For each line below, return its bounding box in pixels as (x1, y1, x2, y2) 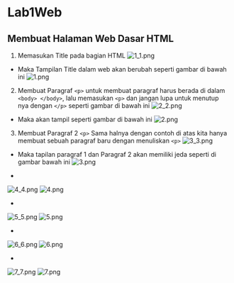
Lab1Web (7, 4, 62, 21)
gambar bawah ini (17, 157, 71, 166)
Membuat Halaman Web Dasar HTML (7, 33, 174, 45)
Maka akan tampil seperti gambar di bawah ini (17, 115, 152, 123)
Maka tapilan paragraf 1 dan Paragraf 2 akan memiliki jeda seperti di (17, 150, 216, 158)
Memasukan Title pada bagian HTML (17, 51, 126, 60)
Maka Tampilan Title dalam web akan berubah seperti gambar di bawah (17, 65, 227, 73)
